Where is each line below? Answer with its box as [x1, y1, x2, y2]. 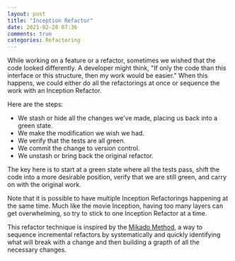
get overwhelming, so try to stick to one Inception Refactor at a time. [7, 209, 207, 218]
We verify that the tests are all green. [17, 136, 126, 145]
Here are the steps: [7, 100, 64, 109]
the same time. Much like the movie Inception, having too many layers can [7, 201, 224, 210]
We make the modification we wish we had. [17, 129, 145, 138]
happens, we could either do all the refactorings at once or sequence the [7, 79, 220, 87]
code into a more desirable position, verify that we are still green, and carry [7, 173, 227, 182]
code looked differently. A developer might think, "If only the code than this [7, 64, 227, 72]
